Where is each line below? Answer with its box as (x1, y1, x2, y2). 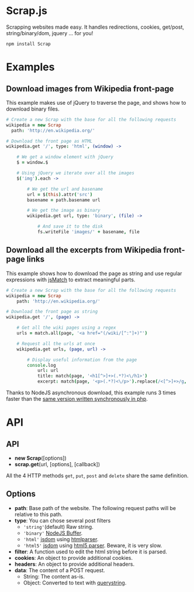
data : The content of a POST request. (14, 566, 105, 574)
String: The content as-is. (23, 573, 85, 580)
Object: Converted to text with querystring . (23, 579, 127, 586)
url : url (37, 367, 59, 374)
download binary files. (6, 105, 60, 112)
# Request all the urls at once (16, 340, 95, 346)
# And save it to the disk (37, 223, 103, 229)
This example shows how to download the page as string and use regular (6, 270, 182, 277)
